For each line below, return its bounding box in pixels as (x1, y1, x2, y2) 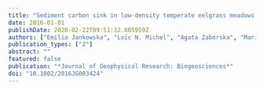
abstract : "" (8, 48, 51, 56)
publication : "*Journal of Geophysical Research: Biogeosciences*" (8, 63, 234, 70)
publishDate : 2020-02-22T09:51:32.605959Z (8, 26, 149, 34)
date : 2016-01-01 (8, 19, 65, 27)
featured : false (8, 56, 61, 63)
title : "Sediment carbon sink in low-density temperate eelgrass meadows (8, 11, 255, 20)
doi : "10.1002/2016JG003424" (8, 70, 104, 77)
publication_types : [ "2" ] (8, 41, 93, 49)
